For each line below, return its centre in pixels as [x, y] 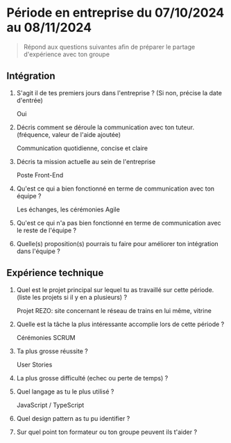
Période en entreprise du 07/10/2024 [115, 13]
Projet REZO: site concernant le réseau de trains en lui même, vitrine [114, 310]
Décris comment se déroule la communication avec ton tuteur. [105, 127]
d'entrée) [29, 100]
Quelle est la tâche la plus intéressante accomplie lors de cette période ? [120, 324]
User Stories [34, 364]
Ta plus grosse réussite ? [52, 351]
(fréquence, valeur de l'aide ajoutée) [69, 134]
